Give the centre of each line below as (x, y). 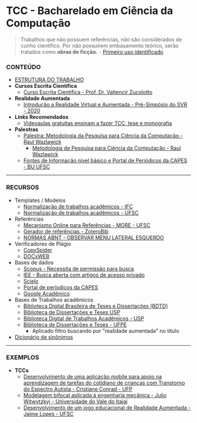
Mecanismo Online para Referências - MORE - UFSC (87, 225)
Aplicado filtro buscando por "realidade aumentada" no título (106, 331)
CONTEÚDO (23, 67)
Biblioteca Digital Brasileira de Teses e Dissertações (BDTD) (96, 306)
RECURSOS (23, 187)
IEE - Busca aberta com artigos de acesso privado (84, 275)
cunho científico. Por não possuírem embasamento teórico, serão (99, 46)
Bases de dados (34, 262)
